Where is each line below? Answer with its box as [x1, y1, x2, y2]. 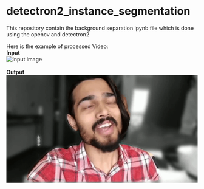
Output [6, 68, 25, 75]
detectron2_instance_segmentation [6, 4, 191, 18]
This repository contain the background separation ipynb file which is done [6, 24, 194, 32]
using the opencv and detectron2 [6, 30, 90, 38]
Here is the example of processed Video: [6, 43, 109, 50]
